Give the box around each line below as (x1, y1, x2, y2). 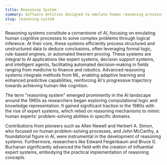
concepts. (5, 155, 26, 161)
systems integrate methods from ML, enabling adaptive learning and (5, 72, 145, 78)
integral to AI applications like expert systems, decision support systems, (5, 56, 155, 62)
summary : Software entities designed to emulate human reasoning (5, 12, 143, 17)
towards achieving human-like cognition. (5, 83, 88, 89)
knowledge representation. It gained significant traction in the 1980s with (5, 103, 155, 109)
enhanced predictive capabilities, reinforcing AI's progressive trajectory (5, 77, 152, 83)
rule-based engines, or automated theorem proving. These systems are (5, 51, 152, 57)
